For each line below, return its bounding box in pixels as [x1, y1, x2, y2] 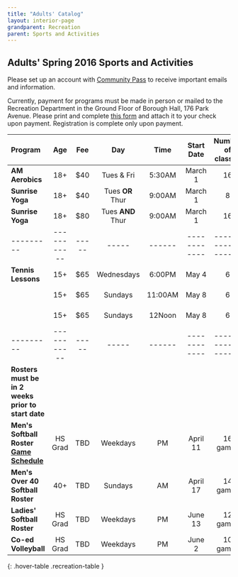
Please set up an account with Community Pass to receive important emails [7, 75, 228, 84]
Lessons [11, 274, 40, 284]
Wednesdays [96, 270, 140, 280]
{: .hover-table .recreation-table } [7, 562, 104, 571]
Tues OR [103, 186, 133, 196]
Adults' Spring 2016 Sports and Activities [7, 56, 193, 68]
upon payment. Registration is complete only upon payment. [7, 119, 183, 128]
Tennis [11, 265, 35, 275]
